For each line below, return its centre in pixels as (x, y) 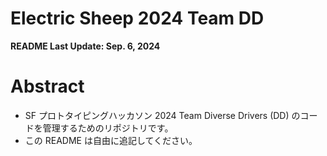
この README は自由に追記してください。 (111, 140)
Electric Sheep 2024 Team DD (137, 18)
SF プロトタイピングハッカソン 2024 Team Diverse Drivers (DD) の (162, 115)
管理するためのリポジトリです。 (108, 128)
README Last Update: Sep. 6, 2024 (85, 46)
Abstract (47, 86)
